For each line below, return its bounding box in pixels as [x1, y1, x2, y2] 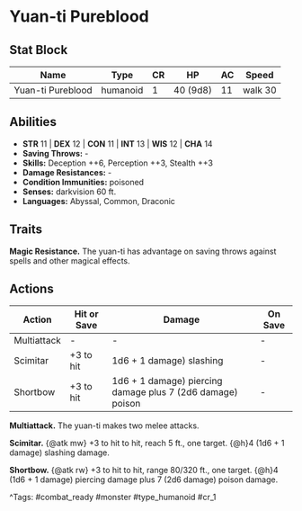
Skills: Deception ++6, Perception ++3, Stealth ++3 [22, 157, 214, 168]
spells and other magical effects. [9, 255, 130, 266]
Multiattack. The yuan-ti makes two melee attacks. [9, 420, 200, 431]
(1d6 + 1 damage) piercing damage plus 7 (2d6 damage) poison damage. [9, 474, 279, 485]
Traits [9, 222, 43, 238]
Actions [9, 282, 54, 297]
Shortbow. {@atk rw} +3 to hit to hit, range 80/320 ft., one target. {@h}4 [9, 465, 279, 476]
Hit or [74, 308, 99, 320]
